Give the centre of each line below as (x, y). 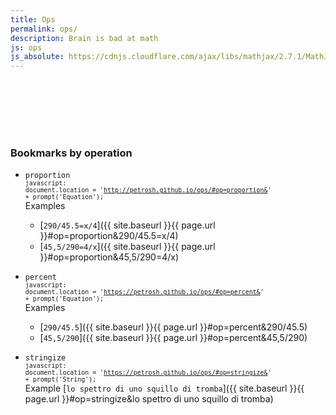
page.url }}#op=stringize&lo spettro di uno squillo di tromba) (149, 399)
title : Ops (33, 19)
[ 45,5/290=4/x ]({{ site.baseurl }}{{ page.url (127, 247)
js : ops (26, 47)
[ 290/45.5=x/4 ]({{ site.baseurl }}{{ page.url (127, 225)
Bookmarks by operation (71, 153)
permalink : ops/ (44, 29)
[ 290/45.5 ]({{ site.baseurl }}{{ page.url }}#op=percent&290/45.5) (173, 327)
